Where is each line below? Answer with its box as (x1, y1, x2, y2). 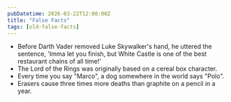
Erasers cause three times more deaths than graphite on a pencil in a (17, 80, 216, 88)
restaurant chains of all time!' (17, 57, 101, 66)
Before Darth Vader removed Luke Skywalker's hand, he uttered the (17, 43, 213, 51)
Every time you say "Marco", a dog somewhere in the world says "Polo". (17, 72, 225, 80)
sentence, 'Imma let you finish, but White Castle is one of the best (17, 50, 207, 58)
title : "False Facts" (7, 17, 70, 24)
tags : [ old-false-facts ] (7, 23, 80, 30)
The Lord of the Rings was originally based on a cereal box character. (17, 64, 218, 73)
